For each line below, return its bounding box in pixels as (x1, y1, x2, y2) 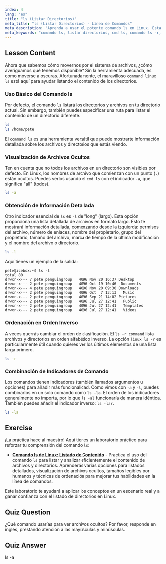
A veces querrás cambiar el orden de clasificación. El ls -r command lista (5, 330, 154, 337)
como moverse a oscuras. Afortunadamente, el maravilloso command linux (5, 73, 157, 79)
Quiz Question (5, 508, 51, 516)
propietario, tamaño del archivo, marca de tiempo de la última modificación (5, 235, 159, 241)
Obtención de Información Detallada (5, 202, 94, 209)
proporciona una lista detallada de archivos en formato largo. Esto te (5, 219, 145, 225)
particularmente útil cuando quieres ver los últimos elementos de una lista (5, 341, 157, 347)
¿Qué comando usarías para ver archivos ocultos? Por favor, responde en (5, 521, 156, 527)
